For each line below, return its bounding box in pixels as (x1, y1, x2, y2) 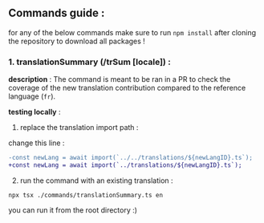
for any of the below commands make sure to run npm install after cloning (8, 27, 257, 37)
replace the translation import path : (19, 123, 139, 132)
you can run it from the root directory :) (8, 205, 138, 215)
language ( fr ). (8, 91, 56, 101)
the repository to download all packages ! (8, 36, 146, 46)
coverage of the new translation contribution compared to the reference (8, 83, 246, 93)
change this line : (8, 138, 65, 148)
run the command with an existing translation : (19, 176, 174, 185)
